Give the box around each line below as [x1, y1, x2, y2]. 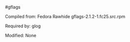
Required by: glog [5, 23, 41, 29]
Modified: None [5, 33, 37, 38]
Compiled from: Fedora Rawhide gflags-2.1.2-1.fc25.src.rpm [5, 14, 126, 19]
